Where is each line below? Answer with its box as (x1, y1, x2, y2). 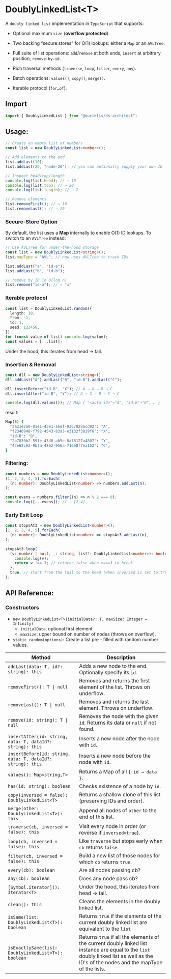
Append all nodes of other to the (78, 807, 157, 814)
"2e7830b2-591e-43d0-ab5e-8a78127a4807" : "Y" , (10, 438, 110, 443)
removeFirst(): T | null (8, 684, 68, 690)
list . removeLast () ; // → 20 (5, 206, 65, 212)
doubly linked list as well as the (78, 953, 154, 960)
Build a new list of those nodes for (78, 852, 160, 859)
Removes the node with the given (78, 712, 159, 719)
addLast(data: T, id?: (8, 664, 63, 670)
